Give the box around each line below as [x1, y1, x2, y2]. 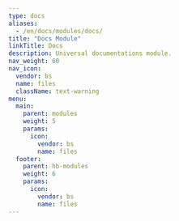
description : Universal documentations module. [8, 49, 173, 57]
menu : [8, 95, 27, 103]
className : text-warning [15, 87, 100, 96]
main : [15, 102, 35, 110]
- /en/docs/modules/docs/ [15, 27, 104, 35]
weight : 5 [23, 117, 57, 125]
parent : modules [23, 110, 79, 118]
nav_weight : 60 [8, 57, 60, 66]
